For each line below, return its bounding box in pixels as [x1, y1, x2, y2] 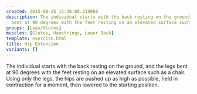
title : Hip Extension [6, 41, 59, 47]
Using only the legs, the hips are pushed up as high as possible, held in [6, 75, 178, 82]
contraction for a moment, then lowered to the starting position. [6, 81, 159, 88]
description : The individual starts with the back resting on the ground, [6, 14, 193, 20]
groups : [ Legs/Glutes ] [6, 25, 62, 31]
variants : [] [6, 47, 38, 53]
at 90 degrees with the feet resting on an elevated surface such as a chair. [6, 68, 186, 76]
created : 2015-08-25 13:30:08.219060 [6, 8, 98, 15]
